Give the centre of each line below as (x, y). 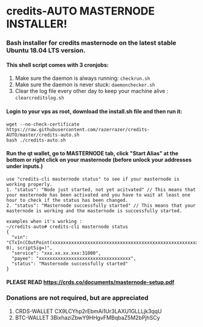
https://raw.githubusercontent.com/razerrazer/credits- (78, 129)
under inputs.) (25, 166)
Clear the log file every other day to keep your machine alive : (92, 91)
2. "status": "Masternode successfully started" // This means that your (101, 206)
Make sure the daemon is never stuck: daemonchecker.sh (85, 85)
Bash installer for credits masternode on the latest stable (91, 43)
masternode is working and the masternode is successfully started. (94, 211)
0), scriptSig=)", (29, 248)
